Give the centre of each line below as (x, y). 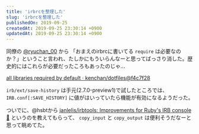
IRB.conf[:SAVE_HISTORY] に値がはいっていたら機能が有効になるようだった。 (100, 98)
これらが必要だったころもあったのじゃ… (76, 66)
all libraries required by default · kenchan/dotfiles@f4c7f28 (78, 78)
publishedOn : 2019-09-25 (37, 23)
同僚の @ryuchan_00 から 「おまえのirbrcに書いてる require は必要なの (94, 52)
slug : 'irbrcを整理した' (35, 17)
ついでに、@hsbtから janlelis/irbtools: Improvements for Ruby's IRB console (99, 110)
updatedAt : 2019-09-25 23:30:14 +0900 (54, 34)
